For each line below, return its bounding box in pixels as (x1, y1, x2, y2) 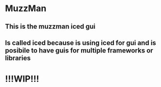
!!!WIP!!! (5, 73, 39, 85)
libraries (5, 54, 31, 62)
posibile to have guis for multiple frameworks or (5, 46, 153, 54)
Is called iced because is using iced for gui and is (5, 38, 157, 47)
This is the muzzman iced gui (5, 22, 96, 31)
